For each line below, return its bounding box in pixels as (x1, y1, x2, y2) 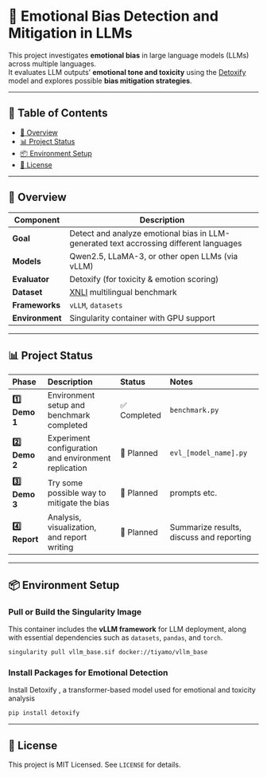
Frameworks (12, 299, 61, 310)
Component (14, 214, 60, 226)
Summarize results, (169, 522, 242, 533)
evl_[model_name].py (169, 449, 248, 457)
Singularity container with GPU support (69, 312, 216, 324)
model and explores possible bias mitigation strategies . (8, 76, 192, 85)
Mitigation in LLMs (8, 24, 133, 42)
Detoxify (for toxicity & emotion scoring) (69, 273, 219, 285)
